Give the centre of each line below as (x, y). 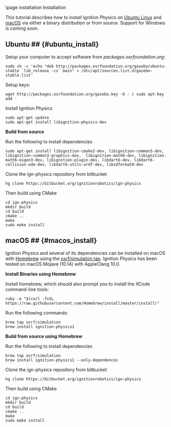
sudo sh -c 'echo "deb (30, 66)
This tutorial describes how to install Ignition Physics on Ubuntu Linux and (83, 17)
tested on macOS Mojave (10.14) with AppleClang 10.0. (63, 264)
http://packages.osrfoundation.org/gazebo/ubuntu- (111, 66)
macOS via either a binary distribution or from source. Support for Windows (85, 23)
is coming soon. (22, 28)
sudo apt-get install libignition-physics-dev (56, 122)
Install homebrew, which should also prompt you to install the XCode (78, 284)
